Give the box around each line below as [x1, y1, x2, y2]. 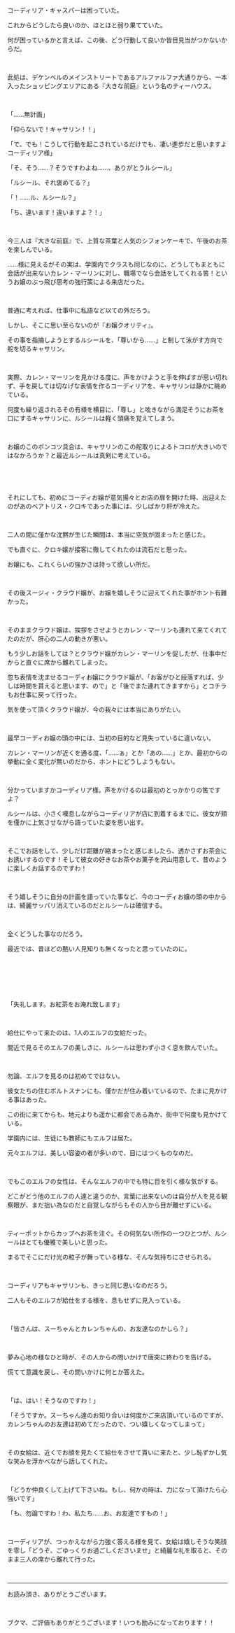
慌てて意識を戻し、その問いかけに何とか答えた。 [7, 1368, 148, 1376]
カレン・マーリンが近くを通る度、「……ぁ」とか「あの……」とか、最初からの [7, 749, 228, 757]
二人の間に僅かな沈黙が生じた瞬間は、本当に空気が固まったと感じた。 [7, 530, 210, 539]
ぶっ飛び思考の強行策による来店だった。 [31, 278, 148, 285]
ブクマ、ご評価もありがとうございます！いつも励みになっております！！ [7, 1618, 215, 1627]
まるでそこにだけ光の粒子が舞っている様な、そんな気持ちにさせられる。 [7, 1253, 215, 1261]
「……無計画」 [7, 111, 49, 118]
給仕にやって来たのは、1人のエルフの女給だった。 [7, 1028, 150, 1037]
